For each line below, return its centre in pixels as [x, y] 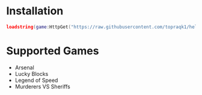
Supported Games [53, 51]
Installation [35, 11]
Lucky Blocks [32, 73]
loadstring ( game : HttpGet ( [38, 27]
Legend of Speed [36, 80]
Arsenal [24, 68]
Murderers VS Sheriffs [42, 86]
